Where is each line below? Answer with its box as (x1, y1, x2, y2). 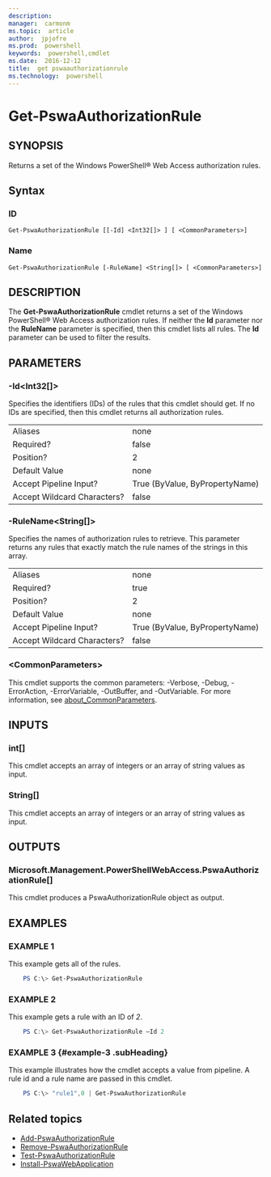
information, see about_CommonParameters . (8, 695, 158, 705)
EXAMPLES (8, 916, 67, 930)
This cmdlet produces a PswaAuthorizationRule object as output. (8, 893, 225, 903)
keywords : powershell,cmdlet (8, 49, 111, 57)
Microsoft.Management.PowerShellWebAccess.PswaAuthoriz (8, 865, 260, 875)
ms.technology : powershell (8, 72, 104, 80)
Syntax (8, 184, 45, 198)
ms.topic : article (8, 27, 74, 35)
